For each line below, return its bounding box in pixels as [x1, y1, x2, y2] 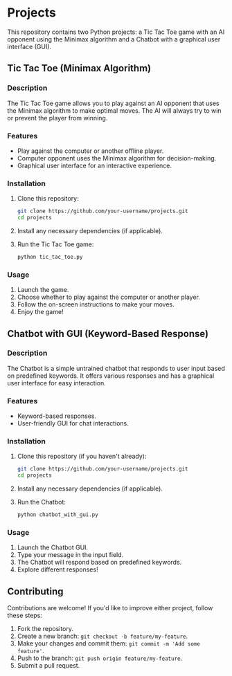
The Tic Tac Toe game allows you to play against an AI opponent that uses [7, 99, 220, 107]
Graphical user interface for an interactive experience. [17, 161, 172, 170]
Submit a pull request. [17, 661, 80, 670]
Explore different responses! [17, 565, 98, 574]
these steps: [7, 611, 43, 620]
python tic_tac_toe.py [17, 253, 83, 260]
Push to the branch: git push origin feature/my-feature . [17, 654, 183, 662]
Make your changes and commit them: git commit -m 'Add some [17, 639, 201, 648]
